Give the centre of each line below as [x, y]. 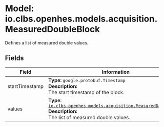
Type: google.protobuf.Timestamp [87, 80]
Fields [15, 58]
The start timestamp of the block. [86, 92]
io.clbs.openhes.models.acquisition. [81, 19]
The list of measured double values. [89, 117]
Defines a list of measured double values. [47, 42]
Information [116, 72]
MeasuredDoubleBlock [52, 29]
